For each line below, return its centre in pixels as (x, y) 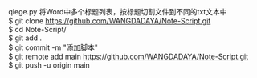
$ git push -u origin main (49, 65)
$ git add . (25, 38)
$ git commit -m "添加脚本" (53, 47)
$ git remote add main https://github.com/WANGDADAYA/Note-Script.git (128, 56)
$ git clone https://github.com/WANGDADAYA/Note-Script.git (110, 21)
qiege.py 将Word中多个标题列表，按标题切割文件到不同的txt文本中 (118, 12)
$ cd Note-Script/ (37, 29)
